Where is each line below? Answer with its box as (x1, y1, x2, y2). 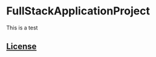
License (6, 41, 37, 52)
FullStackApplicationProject (6, 4, 150, 18)
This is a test (6, 24, 38, 31)
